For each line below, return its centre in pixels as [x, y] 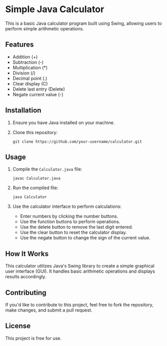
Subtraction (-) [28, 62]
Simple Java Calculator [55, 9]
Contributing [26, 293]
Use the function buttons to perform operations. [70, 222]
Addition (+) [25, 57]
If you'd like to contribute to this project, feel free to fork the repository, [79, 305]
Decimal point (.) [30, 78]
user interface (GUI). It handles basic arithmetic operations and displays [80, 271]
